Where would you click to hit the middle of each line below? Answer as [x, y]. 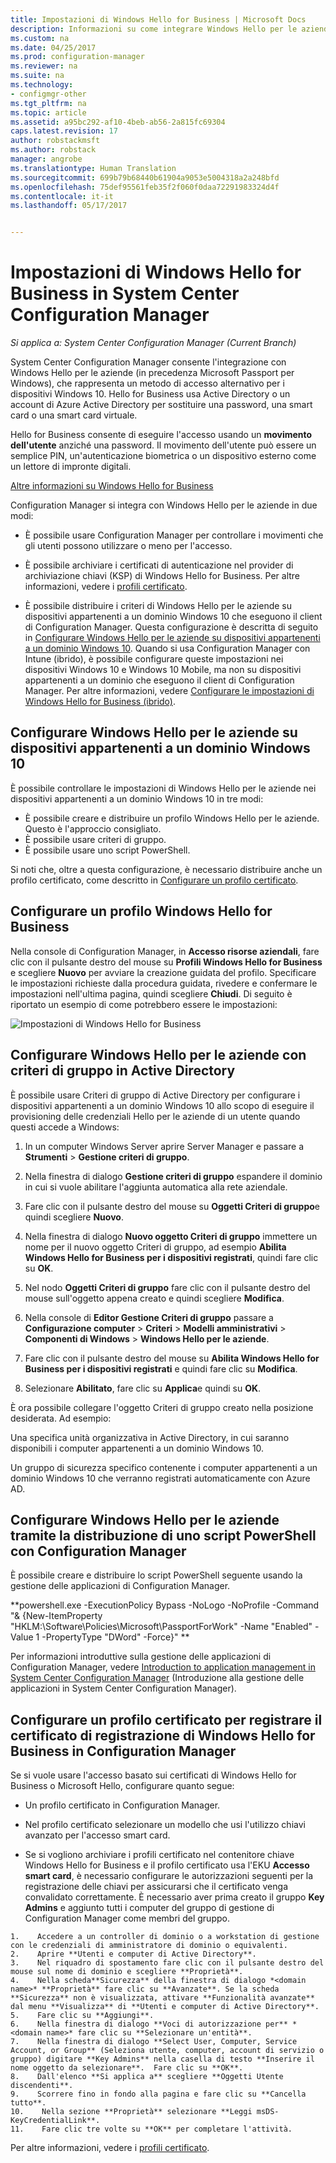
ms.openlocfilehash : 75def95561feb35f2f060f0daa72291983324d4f [145, 187]
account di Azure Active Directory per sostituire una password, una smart [161, 405]
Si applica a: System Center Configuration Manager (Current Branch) [153, 343]
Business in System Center [125, 293]
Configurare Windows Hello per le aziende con [158, 1055]
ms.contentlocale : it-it [62, 196]
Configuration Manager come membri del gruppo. [127, 1918]
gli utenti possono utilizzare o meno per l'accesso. [128, 546]
